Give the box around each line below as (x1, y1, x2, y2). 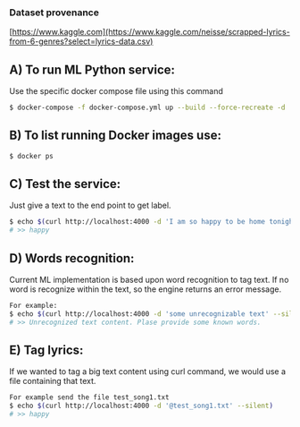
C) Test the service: (9, 176, 121, 192)
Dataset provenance (9, 6, 100, 19)
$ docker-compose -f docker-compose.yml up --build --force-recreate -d (9, 103, 286, 113)
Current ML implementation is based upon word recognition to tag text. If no (9, 275, 289, 286)
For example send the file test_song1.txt (9, 393, 170, 402)
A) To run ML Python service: (9, 62, 176, 77)
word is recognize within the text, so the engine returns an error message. (9, 284, 282, 295)
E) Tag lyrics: (9, 343, 84, 358)
